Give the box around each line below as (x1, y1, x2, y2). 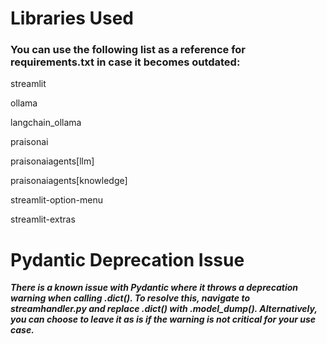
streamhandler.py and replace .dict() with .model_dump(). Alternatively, (10, 303, 318, 315)
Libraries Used (10, 7, 134, 30)
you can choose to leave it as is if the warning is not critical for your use (10, 313, 316, 326)
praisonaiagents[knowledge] (10, 175, 128, 187)
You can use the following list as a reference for (10, 43, 247, 57)
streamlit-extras (10, 213, 76, 226)
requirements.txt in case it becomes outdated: (10, 55, 241, 69)
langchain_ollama (10, 117, 82, 129)
